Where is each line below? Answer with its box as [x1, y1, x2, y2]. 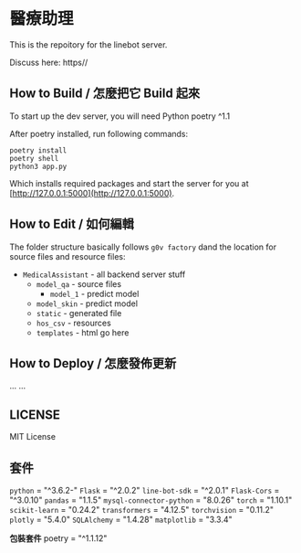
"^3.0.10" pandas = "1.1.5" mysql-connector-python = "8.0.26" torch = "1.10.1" [9, 495, 293, 505]
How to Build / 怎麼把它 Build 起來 [9, 86, 201, 101]
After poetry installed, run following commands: [9, 128, 189, 139]
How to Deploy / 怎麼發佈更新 [9, 356, 177, 371]
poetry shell [9, 154, 59, 163]
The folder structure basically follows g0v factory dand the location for [9, 241, 276, 252]
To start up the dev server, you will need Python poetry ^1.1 [9, 111, 231, 122]
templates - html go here [36, 326, 130, 338]
